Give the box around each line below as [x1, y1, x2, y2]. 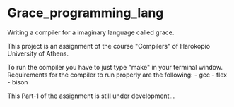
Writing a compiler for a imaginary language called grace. [7, 28, 175, 37]
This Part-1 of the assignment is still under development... [7, 92, 175, 100]
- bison [7, 77, 28, 86]
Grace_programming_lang [7, 5, 164, 21]
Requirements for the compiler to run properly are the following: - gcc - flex [7, 70, 228, 79]
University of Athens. [7, 49, 69, 58]
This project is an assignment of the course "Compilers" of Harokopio [7, 42, 211, 50]
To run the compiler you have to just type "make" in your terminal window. [7, 63, 223, 71]
